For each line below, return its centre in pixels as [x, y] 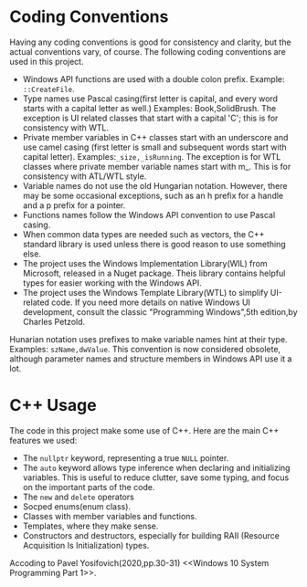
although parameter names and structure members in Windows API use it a [151, 359]
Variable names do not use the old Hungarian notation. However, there [155, 185]
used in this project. [47, 61]
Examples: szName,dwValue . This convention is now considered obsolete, [145, 349]
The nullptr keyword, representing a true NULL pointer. [126, 457]
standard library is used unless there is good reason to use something [154, 244]
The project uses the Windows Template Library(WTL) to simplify [145, 292]
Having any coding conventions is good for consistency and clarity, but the [150, 42]
